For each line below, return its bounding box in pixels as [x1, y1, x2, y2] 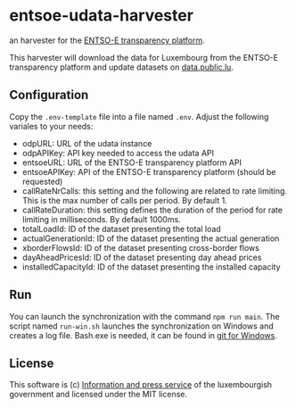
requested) [21, 176, 63, 187]
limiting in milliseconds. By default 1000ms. [21, 213, 181, 224]
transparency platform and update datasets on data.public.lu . [9, 62, 234, 72]
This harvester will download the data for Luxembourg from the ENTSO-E [9, 52, 279, 62]
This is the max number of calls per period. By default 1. [21, 195, 227, 205]
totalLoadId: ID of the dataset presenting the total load [21, 223, 221, 234]
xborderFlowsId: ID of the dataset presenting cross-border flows [21, 242, 260, 253]
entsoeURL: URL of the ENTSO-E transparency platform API [21, 157, 243, 168]
